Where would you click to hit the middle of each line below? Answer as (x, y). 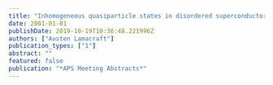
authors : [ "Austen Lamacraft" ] (61, 38)
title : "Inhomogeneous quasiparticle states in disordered (110, 16)
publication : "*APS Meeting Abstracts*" (78, 69)
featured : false (36, 62)
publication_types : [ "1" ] (52, 46)
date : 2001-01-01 (38, 23)
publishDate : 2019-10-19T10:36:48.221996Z (81, 31)
